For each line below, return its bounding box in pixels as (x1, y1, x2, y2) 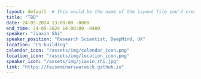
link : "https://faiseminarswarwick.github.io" (6, 64, 124, 70)
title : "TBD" (6, 14, 39, 20)
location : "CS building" (6, 42, 68, 48)
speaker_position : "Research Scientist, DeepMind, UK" (6, 36, 146, 42)
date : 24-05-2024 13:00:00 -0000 (6, 20, 90, 26)
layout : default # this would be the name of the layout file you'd (6, 8, 184, 15)
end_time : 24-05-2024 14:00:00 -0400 (6, 25, 100, 31)
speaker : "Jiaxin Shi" (6, 31, 63, 37)
